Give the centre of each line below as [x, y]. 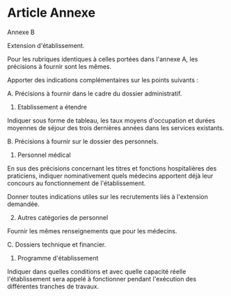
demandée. [24, 204]
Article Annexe [51, 13]
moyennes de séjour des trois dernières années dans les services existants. [116, 127]
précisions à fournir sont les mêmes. [59, 66]
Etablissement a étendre [52, 107]
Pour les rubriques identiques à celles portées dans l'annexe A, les [103, 59]
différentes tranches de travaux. [53, 286]
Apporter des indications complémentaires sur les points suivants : [103, 80]
